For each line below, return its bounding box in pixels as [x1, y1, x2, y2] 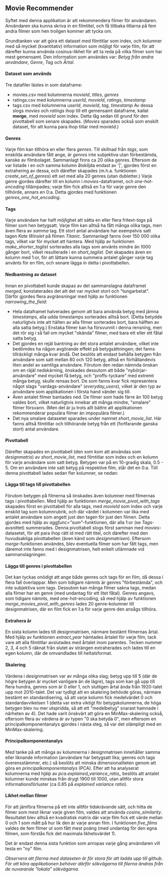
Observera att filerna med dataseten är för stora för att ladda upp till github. [5, 855, 163, 861]
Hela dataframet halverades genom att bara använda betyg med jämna [12, 308, 159, 314]
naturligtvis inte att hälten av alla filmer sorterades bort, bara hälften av [12, 319, 159, 325]
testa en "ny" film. [5, 846, 43, 852]
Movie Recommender [5, 4, 74, 13]
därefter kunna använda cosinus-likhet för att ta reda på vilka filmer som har [5, 48, 162, 54]
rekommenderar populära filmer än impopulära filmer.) [12, 410, 125, 416]
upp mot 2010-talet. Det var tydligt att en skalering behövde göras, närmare [5, 689, 161, 695]
